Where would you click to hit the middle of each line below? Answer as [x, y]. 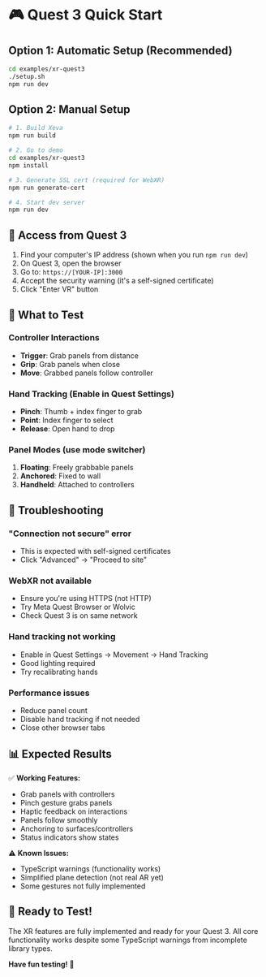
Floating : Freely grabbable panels [77, 468]
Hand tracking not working [62, 637]
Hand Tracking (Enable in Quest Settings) [91, 394]
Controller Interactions [54, 338]
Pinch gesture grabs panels [66, 802]
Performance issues [49, 693]
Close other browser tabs [62, 728]
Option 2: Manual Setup [69, 110]
